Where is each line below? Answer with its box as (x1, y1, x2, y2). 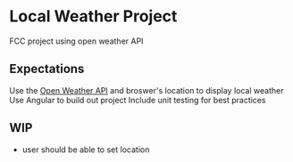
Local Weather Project (9, 6, 178, 27)
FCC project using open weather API (9, 36, 144, 46)
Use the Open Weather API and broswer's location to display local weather (9, 85, 284, 95)
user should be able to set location (21, 144, 150, 155)
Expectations (9, 61, 85, 77)
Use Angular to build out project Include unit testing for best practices (9, 94, 266, 105)
